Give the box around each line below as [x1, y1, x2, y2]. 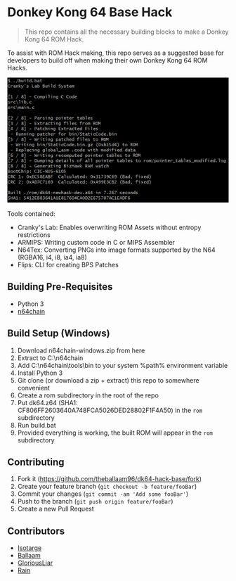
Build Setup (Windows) [7, 328, 110, 340]
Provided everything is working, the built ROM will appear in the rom [17, 428, 213, 437]
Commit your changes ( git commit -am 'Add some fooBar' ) [17, 490, 189, 498]
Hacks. [7, 63, 28, 72]
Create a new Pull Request [17, 504, 95, 513]
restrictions [17, 230, 51, 239]
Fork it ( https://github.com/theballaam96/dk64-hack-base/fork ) [17, 475, 202, 483]
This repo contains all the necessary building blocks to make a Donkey [24, 27, 229, 36]
